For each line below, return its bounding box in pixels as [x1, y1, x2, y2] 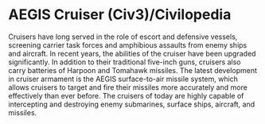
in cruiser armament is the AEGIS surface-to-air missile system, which [8, 74, 239, 83]
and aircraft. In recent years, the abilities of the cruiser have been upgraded [8, 48, 256, 58]
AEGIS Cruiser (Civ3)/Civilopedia [8, 6, 232, 24]
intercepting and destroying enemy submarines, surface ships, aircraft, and [8, 99, 255, 109]
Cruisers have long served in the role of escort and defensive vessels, [8, 32, 238, 41]
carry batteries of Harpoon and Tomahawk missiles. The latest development [8, 65, 257, 75]
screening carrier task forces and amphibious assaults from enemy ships [8, 40, 247, 49]
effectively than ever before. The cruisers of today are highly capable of [8, 91, 244, 100]
